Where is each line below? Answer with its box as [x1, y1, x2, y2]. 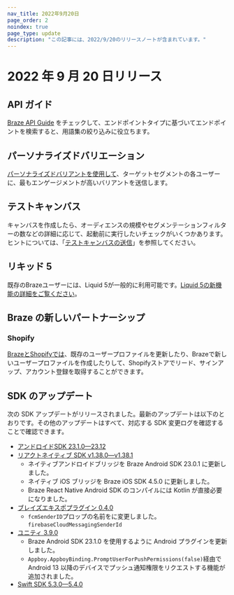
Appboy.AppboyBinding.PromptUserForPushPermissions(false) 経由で [27, 554, 222, 563]
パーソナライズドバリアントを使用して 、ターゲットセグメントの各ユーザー [7, 169, 221, 178]
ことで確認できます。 [7, 428, 68, 436]
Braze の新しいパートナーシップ [7, 311, 145, 323]
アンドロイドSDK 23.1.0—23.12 [17, 442, 106, 451]
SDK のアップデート [7, 390, 93, 402]
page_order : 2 [7, 17, 49, 24]
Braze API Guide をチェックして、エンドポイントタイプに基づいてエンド [7, 118, 214, 127]
